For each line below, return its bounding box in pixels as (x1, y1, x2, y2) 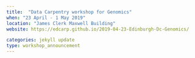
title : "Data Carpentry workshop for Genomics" (6, 9, 132, 15)
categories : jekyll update (6, 37, 75, 43)
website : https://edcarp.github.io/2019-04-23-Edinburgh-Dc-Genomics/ (6, 26, 190, 32)
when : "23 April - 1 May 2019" (6, 15, 86, 21)
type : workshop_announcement (6, 43, 80, 49)
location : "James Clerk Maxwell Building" (6, 20, 116, 26)
